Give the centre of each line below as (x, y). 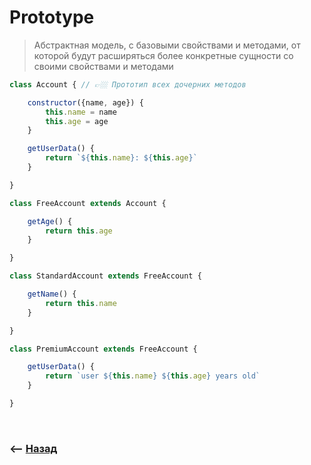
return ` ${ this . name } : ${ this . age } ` (121, 158)
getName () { (52, 294)
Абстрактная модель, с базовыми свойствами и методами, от (167, 45)
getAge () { (50, 221)
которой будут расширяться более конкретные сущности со (163, 55)
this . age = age (77, 121)
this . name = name (81, 112)
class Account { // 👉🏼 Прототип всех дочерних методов (128, 84)
